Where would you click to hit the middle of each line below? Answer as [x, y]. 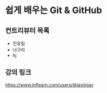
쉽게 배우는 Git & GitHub [54, 10]
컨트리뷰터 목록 [27, 30]
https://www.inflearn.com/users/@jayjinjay [49, 85]
